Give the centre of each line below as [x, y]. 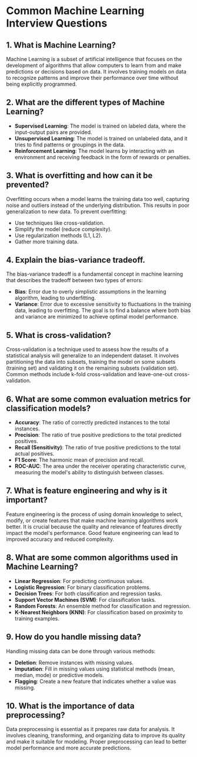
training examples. [37, 618]
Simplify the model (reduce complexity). [63, 229]
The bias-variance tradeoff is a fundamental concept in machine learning [95, 274]
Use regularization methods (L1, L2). [59, 235]
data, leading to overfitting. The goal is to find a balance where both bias [103, 310]
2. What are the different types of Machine [86, 103]
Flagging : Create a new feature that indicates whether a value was [95, 681]
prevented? [28, 185]
